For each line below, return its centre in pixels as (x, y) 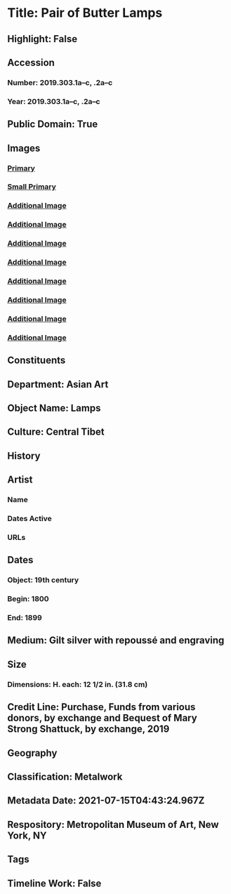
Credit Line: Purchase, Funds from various (101, 707)
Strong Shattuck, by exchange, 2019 (88, 729)
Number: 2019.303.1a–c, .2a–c (60, 82)
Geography (32, 753)
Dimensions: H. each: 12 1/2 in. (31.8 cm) (78, 684)
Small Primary (32, 187)
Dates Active (30, 519)
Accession (31, 62)
